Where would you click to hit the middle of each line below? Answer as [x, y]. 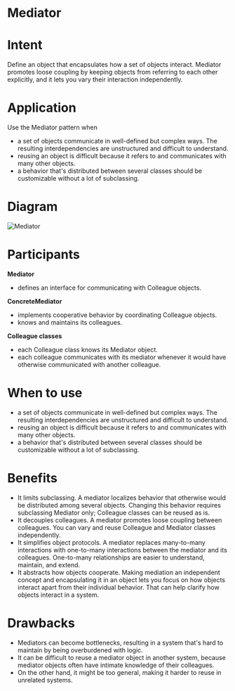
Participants [44, 255]
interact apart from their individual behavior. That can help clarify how [118, 587]
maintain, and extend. [49, 564]
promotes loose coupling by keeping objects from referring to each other [113, 72]
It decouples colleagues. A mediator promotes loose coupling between [120, 520]
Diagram [33, 207]
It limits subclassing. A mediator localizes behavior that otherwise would [122, 498]
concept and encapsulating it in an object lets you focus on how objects [121, 580]
